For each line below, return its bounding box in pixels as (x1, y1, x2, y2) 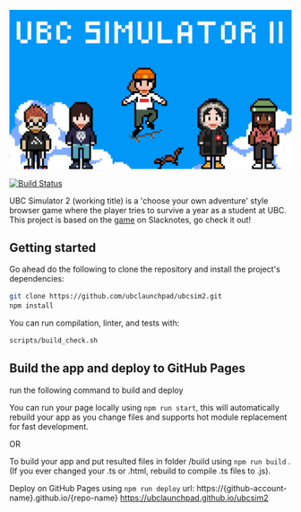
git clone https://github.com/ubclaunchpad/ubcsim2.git (9, 292, 222, 301)
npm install (9, 301, 54, 310)
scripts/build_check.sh (9, 336, 99, 345)
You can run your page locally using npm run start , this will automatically (9, 402, 280, 412)
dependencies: (9, 273, 64, 284)
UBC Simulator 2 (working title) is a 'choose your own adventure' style (9, 195, 269, 206)
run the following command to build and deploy (9, 385, 184, 395)
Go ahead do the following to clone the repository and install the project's (9, 264, 280, 274)
